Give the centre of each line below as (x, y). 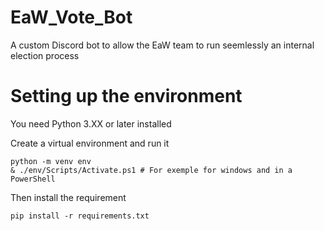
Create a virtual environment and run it (90, 143)
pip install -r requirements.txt (80, 216)
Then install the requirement (68, 197)
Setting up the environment (126, 96)
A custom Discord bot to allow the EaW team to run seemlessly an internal (162, 45)
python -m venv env (51, 161)
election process (45, 55)
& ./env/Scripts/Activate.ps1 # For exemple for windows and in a (151, 170)
